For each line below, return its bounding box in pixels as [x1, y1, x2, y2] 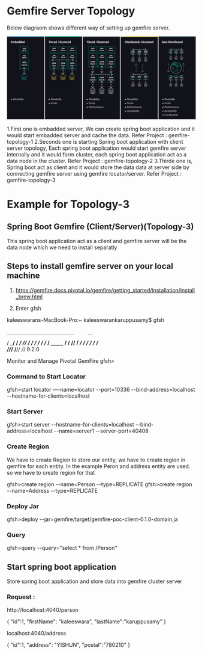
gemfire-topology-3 [7, 176, 56, 184]
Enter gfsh [15, 304, 41, 312]
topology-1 [7, 138, 34, 145]
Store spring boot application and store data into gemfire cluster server [7, 578, 182, 585]
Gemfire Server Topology [7, 4, 135, 18]
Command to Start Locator [7, 372, 86, 380]
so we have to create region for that [7, 469, 95, 476]
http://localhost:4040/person [7, 606, 79, 614]
